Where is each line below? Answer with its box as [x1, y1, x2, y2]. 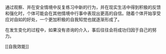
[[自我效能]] [5, 44, 29, 49]
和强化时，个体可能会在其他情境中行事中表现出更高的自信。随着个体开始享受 [5, 10, 161, 16]
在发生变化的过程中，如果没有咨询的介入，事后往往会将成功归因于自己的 [5, 27, 152, 33]
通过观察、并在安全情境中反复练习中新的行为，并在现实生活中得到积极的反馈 [5, 4, 161, 10]
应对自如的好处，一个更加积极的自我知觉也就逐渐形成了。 [5, 17, 122, 22]
